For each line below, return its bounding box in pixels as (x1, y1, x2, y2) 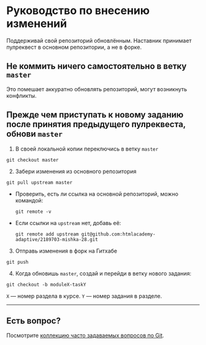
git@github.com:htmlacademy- (81, 231, 156, 237)
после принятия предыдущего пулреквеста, (6, 119, 186, 130)
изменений (6, 17, 67, 31)
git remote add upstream (15, 231, 79, 237)
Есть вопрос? (6, 316, 61, 326)
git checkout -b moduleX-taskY (6, 281, 86, 287)
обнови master (6, 129, 63, 139)
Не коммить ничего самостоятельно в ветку (6, 61, 187, 72)
